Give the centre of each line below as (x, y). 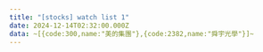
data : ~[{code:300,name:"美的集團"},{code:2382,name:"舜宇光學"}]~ (131, 33)
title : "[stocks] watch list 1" (69, 17)
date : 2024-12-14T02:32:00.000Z (69, 26)
